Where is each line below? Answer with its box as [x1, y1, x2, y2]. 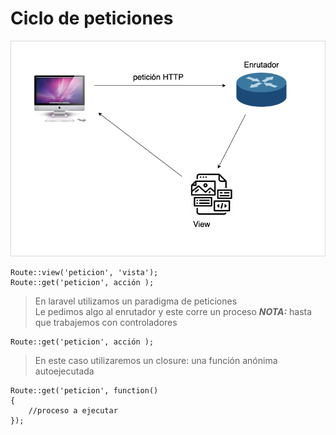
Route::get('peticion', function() [10, 385, 159, 396]
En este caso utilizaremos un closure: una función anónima [34, 354, 278, 366]
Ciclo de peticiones [10, 7, 174, 30]
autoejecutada [34, 365, 95, 377]
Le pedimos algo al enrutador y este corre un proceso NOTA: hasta [34, 305, 313, 317]
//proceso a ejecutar [28, 405, 118, 416]
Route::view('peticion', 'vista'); [10, 267, 159, 277]
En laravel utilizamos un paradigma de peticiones [34, 295, 238, 307]
